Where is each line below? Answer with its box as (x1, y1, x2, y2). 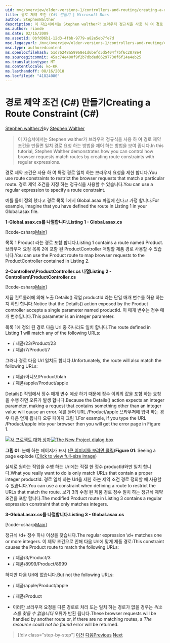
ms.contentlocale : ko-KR (5, 64, 58, 69)
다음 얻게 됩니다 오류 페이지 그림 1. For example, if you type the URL (10, 415, 147, 421)
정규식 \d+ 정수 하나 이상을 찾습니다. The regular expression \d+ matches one (5, 532, 162, 538)
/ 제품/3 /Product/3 (12, 554, 51, 560)
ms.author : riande (5, 26, 44, 31)
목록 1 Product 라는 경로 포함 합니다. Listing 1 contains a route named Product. (5, 239, 163, 245)
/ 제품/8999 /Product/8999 (12, 561, 67, 567)
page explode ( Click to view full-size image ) (5, 453, 97, 459)
